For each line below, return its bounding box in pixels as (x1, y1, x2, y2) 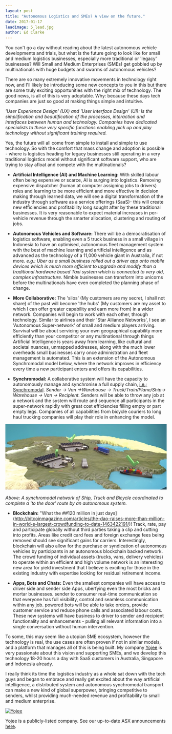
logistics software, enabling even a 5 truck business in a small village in (12, 236, 163, 242)
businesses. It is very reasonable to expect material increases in (12, 210, 148, 216)
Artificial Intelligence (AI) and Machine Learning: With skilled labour (12, 172, 159, 178)
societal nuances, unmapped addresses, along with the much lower (12, 344, 156, 350)
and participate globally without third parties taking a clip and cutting (12, 526, 158, 533)
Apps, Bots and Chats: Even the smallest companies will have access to (12, 580, 165, 586)
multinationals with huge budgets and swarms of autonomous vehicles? (5, 67, 157, 73)
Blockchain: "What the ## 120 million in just (12, 510, 104, 517)
